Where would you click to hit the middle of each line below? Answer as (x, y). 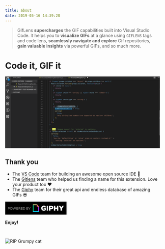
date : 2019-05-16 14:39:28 (33, 15)
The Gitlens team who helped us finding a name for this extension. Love (85, 179)
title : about (18, 10)
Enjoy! (12, 222)
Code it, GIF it (33, 66)
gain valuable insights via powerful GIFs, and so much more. (79, 46)
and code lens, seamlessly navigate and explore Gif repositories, (84, 41)
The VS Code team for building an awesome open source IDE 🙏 (76, 174)
